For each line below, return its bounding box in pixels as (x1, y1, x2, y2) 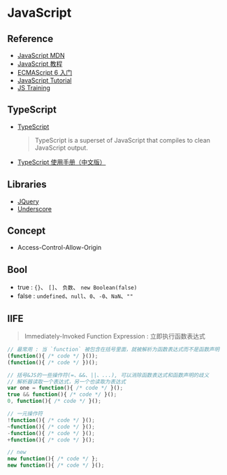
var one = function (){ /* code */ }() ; (7, 385, 124, 392)
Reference (7, 33, 54, 45)
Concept (7, 225, 46, 237)
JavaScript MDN (17, 51, 65, 59)
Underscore (17, 204, 52, 213)
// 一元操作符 (7, 411, 43, 418)
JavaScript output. (34, 143, 89, 152)
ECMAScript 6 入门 (17, 69, 73, 76)
